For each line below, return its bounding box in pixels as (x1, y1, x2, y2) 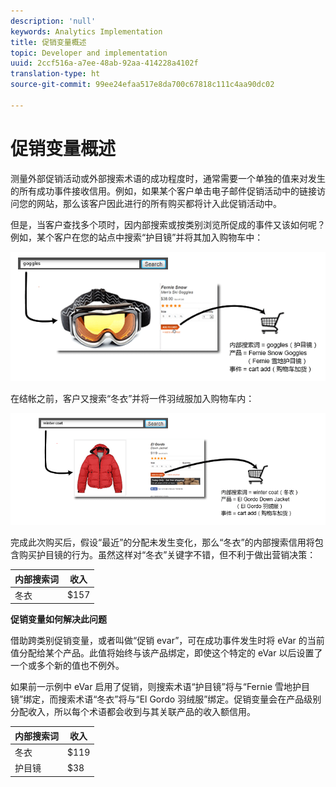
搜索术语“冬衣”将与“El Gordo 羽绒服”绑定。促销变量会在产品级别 (58, 693, 322, 705)
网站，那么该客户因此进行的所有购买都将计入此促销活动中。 (36, 197, 282, 209)
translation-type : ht (10, 69, 101, 79)
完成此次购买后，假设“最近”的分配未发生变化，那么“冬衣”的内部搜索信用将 (10, 536, 315, 549)
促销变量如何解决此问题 (10, 613, 107, 625)
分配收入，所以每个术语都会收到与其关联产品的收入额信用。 (10, 706, 256, 718)
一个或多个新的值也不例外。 (10, 660, 125, 672)
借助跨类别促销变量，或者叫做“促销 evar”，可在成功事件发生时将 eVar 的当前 (10, 635, 325, 647)
